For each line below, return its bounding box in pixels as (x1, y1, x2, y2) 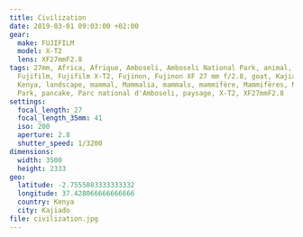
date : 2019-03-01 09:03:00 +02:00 (9, 22, 140, 31)
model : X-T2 (17, 47, 63, 56)
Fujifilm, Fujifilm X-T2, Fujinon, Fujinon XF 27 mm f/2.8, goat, (17, 72, 272, 81)
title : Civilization (9, 13, 87, 23)
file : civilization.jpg (9, 214, 99, 223)
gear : (9, 30, 30, 39)
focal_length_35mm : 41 (17, 114, 103, 123)
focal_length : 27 (17, 105, 83, 114)
